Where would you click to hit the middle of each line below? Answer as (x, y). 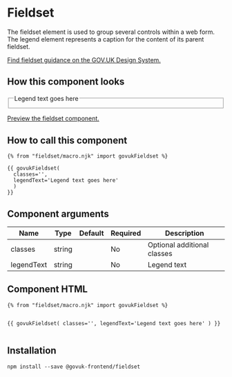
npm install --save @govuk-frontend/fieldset (74, 367)
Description (185, 233)
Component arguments (58, 213)
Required (126, 233)
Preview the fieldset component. (54, 118)
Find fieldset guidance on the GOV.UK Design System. (84, 59)
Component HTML (48, 289)
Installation (32, 351)
